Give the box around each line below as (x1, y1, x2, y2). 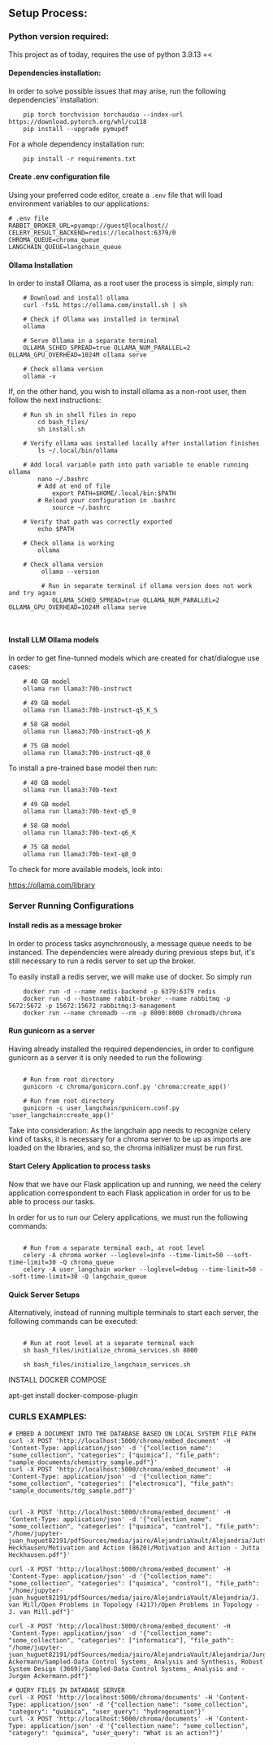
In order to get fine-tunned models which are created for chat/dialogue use (8, 653, 260, 663)
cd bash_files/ (37, 419, 89, 427)
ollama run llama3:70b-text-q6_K (23, 828, 136, 837)
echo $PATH (37, 525, 75, 533)
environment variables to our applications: (8, 199, 149, 208)
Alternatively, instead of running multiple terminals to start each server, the (8, 1308, 258, 1318)
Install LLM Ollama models (8, 634, 99, 644)
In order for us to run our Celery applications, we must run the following (8, 1212, 249, 1222)
